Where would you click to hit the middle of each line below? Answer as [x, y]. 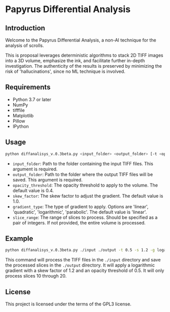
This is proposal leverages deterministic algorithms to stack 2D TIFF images [84, 55]
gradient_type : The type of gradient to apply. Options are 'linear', [80, 206]
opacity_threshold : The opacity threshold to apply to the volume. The [85, 185]
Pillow [19, 121]
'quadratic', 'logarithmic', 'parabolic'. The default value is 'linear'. [80, 212]
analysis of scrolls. [25, 46]
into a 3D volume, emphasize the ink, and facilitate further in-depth [75, 61]
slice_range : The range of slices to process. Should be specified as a [85, 217]
